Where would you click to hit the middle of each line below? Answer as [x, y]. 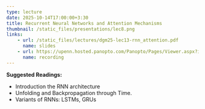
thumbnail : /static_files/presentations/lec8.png [71, 29]
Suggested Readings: [34, 74]
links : [15, 35]
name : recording [43, 57]
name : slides [39, 46]
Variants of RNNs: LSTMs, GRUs [56, 99]
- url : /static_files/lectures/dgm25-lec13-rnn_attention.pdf [98, 40]
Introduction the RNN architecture [58, 86]
